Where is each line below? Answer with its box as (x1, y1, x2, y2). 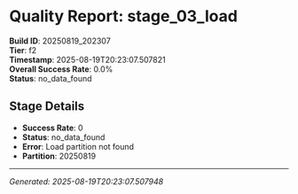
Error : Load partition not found (21, 141, 135, 151)
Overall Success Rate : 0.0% (9, 64, 114, 74)
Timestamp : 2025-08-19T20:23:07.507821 (9, 54, 166, 65)
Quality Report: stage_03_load (9, 6, 238, 27)
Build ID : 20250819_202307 (9, 35, 111, 46)
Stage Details (9, 99, 85, 114)
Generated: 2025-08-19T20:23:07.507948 (9, 175, 164, 187)
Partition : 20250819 (21, 151, 96, 161)
